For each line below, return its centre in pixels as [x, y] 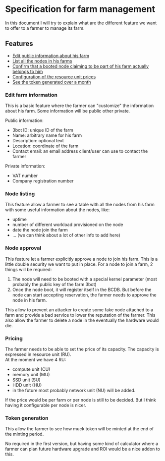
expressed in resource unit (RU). [38, 354]
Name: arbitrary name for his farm [47, 135]
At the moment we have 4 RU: [36, 359]
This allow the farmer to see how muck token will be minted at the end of [80, 429]
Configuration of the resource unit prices [54, 77]
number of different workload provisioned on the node [68, 225]
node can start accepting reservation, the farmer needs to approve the [84, 295]
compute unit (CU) [31, 369]
